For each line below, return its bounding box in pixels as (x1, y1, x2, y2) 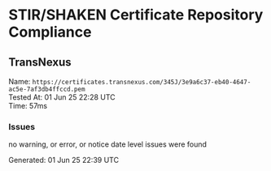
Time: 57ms (8, 101, 47, 110)
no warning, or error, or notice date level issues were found (8, 139, 208, 149)
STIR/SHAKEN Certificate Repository (8, 6, 264, 24)
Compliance (8, 23, 92, 41)
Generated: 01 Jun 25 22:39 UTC (8, 156, 120, 165)
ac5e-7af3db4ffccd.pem (8, 85, 85, 93)
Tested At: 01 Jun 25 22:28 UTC (8, 92, 116, 102)
